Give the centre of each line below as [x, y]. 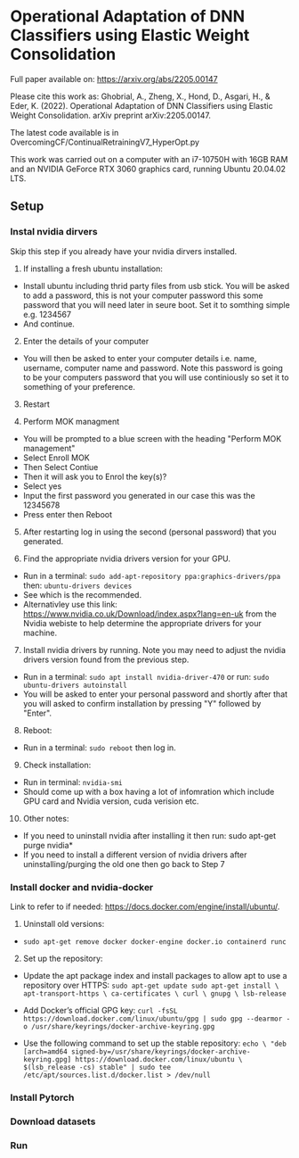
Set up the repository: [63, 958]
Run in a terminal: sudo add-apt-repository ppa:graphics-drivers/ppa [152, 575]
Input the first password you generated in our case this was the [139, 495]
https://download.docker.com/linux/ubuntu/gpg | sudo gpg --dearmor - [157, 1019]
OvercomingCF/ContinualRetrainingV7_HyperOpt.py [105, 142]
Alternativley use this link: [70, 604]
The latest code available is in [65, 132]
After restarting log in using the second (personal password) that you [149, 532]
